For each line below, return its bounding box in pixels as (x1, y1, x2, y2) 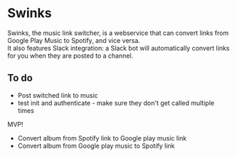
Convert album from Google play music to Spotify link (17, 141, 175, 150)
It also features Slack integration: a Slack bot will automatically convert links (7, 44, 230, 52)
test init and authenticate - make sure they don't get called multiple (17, 98, 215, 107)
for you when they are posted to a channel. (7, 51, 134, 60)
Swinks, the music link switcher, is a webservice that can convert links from (7, 29, 229, 37)
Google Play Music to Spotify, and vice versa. (7, 36, 141, 44)
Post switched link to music (17, 91, 98, 99)
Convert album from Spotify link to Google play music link (17, 133, 187, 142)
